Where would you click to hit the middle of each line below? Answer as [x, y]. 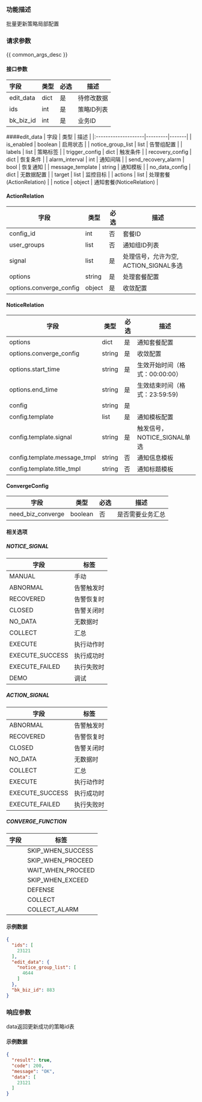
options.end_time [34, 390]
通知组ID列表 [141, 245]
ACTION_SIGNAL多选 [153, 265]
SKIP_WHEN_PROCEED [60, 860]
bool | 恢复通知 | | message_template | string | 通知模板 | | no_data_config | [99, 166]
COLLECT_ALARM [53, 909]
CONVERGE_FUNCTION [37, 821]
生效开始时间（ [158, 365]
